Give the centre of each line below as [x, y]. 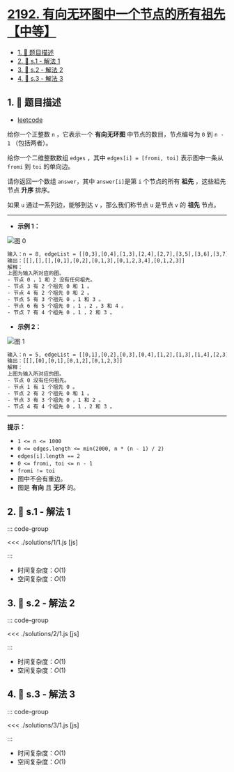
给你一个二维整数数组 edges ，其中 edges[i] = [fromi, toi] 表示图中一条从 [116, 157]
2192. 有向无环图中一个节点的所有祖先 [116, 14]
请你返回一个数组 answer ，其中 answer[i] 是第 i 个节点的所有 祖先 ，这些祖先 [117, 181]
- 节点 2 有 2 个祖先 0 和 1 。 [50, 393]
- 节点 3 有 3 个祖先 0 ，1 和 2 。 [56, 400]
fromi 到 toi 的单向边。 [41, 166]
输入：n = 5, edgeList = [42, 355]
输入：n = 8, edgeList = [42, 254]
